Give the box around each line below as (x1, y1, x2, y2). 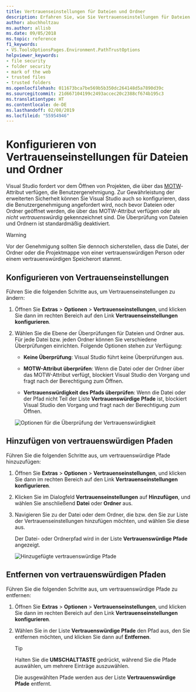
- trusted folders (6, 80, 51, 86)
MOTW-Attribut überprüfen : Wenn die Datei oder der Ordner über (23, 365, 185, 372)
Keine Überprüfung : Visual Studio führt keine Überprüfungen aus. (23, 354, 184, 360)
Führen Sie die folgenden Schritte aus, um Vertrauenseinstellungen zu (6, 288, 175, 295)
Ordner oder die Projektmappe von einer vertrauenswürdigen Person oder (6, 249, 185, 256)
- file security (6, 58, 46, 64)
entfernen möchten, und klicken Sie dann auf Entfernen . (14, 633, 151, 640)
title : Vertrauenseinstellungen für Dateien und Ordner (6, 8, 146, 15)
